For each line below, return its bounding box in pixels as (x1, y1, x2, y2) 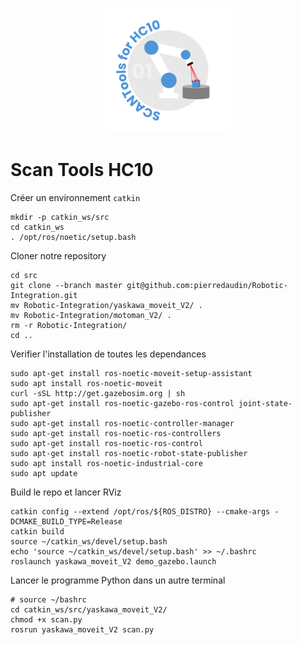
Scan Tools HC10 (10, 159, 154, 182)
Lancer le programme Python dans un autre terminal (10, 574, 226, 586)
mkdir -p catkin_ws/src (10, 212, 110, 222)
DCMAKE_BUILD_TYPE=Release (10, 516, 123, 527)
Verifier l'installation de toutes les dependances (10, 348, 207, 360)
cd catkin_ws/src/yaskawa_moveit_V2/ (10, 604, 168, 615)
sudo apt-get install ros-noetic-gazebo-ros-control (10, 398, 235, 408)
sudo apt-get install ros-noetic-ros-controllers (10, 428, 222, 438)
